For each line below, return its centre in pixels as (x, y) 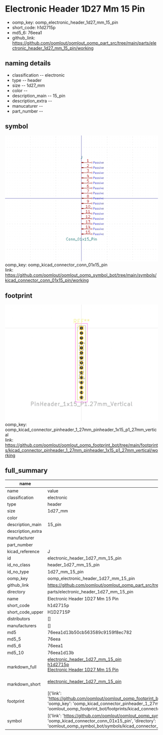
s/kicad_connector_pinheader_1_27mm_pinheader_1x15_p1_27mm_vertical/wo (82, 450)
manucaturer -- (27, 106)
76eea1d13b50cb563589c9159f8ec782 (90, 632)
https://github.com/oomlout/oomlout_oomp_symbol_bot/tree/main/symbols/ (81, 275)
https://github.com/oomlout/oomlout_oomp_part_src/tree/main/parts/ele (84, 43)
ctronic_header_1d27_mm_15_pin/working (53, 48)
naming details (28, 63)
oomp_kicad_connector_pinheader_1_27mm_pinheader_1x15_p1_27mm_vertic (81, 430)
